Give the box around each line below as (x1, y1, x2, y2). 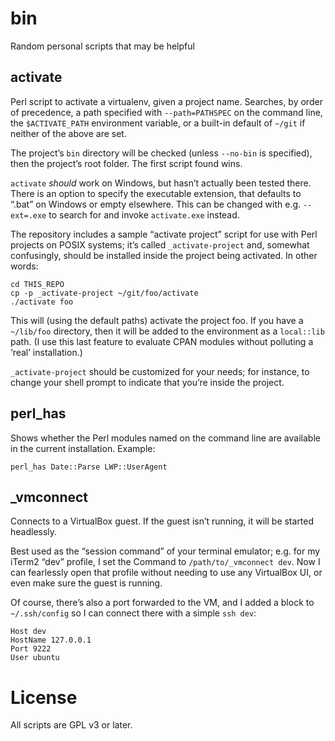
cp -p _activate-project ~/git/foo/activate (10, 288, 199, 298)
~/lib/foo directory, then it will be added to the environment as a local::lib (10, 325, 325, 337)
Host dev (10, 627, 47, 637)
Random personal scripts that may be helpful (10, 40, 195, 52)
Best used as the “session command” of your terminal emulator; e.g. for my (10, 545, 321, 557)
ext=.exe (10, 210, 47, 221)
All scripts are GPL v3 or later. (10, 719, 133, 731)
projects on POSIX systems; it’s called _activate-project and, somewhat (10, 238, 310, 251)
